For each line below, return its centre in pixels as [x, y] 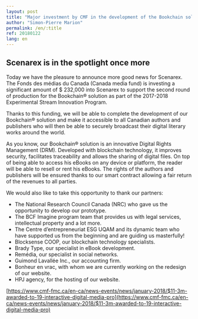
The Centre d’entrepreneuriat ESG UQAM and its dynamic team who [97, 229]
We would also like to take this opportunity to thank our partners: [85, 193]
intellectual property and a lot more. [58, 223]
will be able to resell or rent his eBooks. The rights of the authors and [90, 169]
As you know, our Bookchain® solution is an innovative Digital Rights [89, 144]
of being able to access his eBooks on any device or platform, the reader [94, 162]
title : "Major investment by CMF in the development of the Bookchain [95, 17]
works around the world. [36, 132]
